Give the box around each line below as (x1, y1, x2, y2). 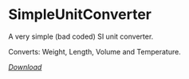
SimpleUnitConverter (8, 6, 152, 24)
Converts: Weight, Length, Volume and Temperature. (8, 47, 181, 56)
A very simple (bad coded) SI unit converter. (8, 32, 154, 41)
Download (8, 62, 42, 72)
